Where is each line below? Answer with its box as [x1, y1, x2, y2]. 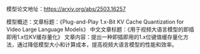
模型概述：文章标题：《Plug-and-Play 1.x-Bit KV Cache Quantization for [6, 18, 184, 25]
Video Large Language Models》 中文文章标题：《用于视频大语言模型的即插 [6, 26, 195, 33]
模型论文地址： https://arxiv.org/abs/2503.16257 [6, 5, 126, 12]
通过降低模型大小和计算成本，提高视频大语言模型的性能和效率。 [16, 41, 177, 48]
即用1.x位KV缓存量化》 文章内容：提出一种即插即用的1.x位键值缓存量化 [6, 33, 184, 41]
